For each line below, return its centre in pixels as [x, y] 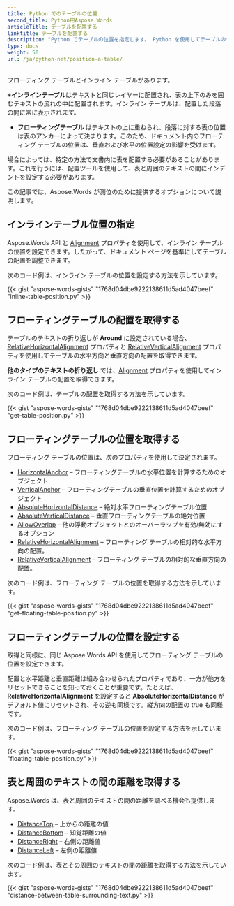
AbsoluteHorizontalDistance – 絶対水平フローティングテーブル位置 [112, 507]
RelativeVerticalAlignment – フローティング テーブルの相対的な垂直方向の [122, 560]
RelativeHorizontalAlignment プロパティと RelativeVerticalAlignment [104, 347]
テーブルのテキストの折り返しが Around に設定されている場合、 [99, 338]
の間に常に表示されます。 [44, 112]
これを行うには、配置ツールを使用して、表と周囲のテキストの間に [113, 168]
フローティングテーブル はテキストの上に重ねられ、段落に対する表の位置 [122, 127]
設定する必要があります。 [62, 177]
